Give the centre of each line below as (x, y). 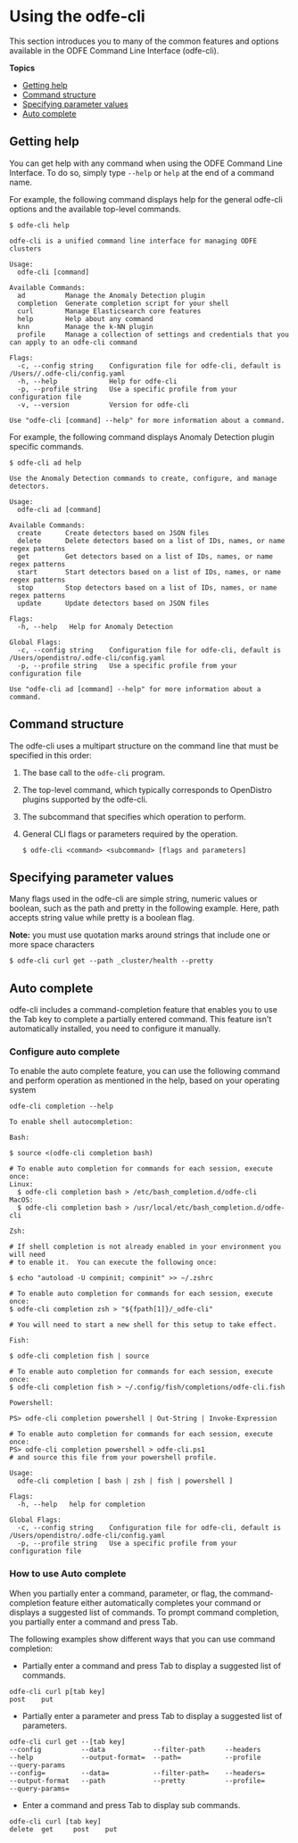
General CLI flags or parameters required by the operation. (130, 834)
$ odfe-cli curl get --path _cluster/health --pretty (112, 961)
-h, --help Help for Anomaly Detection (95, 626)
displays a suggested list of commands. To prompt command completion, (144, 1612)
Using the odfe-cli (77, 17)
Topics (22, 68)
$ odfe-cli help (39, 225)
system (23, 1090)
